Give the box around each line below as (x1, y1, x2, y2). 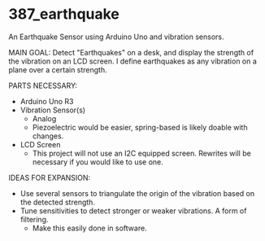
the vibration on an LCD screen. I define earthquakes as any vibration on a (8, 56, 258, 66)
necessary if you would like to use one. (32, 156, 164, 167)
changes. (32, 131, 64, 141)
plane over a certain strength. (8, 64, 107, 74)
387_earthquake (8, 5, 120, 24)
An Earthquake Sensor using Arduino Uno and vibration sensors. (8, 32, 224, 42)
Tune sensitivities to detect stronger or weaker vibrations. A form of (20, 205, 247, 216)
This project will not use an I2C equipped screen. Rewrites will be (32, 148, 252, 158)
